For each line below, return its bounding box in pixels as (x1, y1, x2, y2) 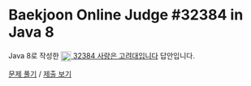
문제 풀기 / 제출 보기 (8, 69, 71, 79)
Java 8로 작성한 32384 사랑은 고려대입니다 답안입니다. (8, 50, 195, 60)
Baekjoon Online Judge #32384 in (8, 6, 244, 24)
